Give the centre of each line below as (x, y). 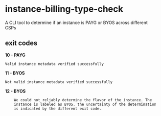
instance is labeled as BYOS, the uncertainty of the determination (85, 104)
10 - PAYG (15, 55)
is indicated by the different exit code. (58, 109)
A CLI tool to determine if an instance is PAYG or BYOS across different (76, 23)
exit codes (21, 43)
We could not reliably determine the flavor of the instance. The (83, 100)
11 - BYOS (15, 73)
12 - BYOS (15, 91)
